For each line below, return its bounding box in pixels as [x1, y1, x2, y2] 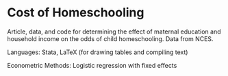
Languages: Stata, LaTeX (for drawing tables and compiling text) [7, 48, 188, 56]
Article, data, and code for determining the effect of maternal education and [7, 27, 221, 36]
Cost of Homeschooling [7, 5, 144, 21]
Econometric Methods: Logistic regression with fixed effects [7, 61, 177, 69]
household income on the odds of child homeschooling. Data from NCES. [7, 34, 214, 42]
